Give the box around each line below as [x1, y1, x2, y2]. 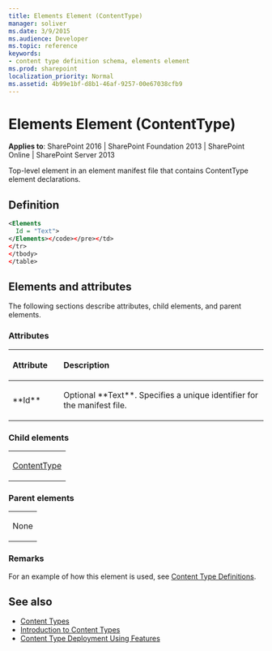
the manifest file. [63, 399, 127, 411]
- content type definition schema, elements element [8, 58, 190, 66]
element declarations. [8, 175, 81, 184]
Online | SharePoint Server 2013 [8, 150, 115, 160]
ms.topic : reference [8, 42, 79, 50]
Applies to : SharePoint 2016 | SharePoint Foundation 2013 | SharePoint [8, 141, 245, 151]
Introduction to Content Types [19, 625, 121, 635]
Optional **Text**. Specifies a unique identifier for [63, 389, 259, 400]
